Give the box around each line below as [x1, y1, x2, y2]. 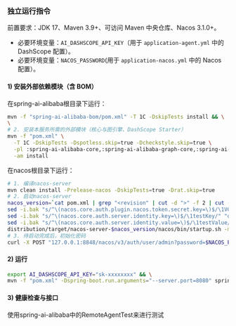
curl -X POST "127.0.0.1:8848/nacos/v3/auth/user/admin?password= [7, 239, 206, 246]
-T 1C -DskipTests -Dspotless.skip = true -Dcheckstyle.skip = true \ [13, 139, 212, 146]
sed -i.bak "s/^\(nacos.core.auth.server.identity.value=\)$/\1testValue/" [7, 219, 234, 226]
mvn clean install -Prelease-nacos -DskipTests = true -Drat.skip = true [7, 186, 216, 194]
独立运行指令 [7, 6, 51, 15]
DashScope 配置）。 [17, 47, 75, 56]
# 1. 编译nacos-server [7, 180, 72, 187]
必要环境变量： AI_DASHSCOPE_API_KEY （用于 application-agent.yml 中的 [17, 39, 225, 47]
